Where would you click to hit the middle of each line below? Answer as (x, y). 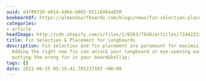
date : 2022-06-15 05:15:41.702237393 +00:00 (64, 69)
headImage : (20, 35)
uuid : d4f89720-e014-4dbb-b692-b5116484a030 (64, 12)
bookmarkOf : (21, 18)
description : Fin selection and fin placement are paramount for (91, 46)
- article (19, 29)
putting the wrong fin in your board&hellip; (71, 57)
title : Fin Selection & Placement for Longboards (71, 40)
